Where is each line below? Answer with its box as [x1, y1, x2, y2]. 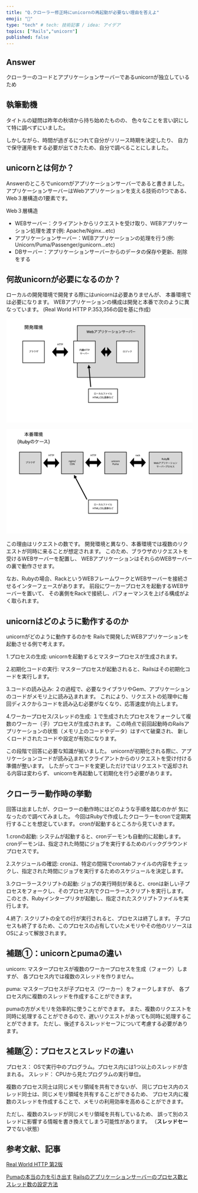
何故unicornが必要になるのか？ [6, 274, 121, 284]
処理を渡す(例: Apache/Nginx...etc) [30, 227, 115, 234]
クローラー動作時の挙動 [6, 789, 92, 799]
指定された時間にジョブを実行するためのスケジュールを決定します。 [21, 867, 187, 875]
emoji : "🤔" [6, 15, 33, 22]
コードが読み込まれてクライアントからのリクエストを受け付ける [37, 755, 192, 762]
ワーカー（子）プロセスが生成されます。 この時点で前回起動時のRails [16, 720, 184, 727]
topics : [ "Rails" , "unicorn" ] [6, 28, 78, 34]
